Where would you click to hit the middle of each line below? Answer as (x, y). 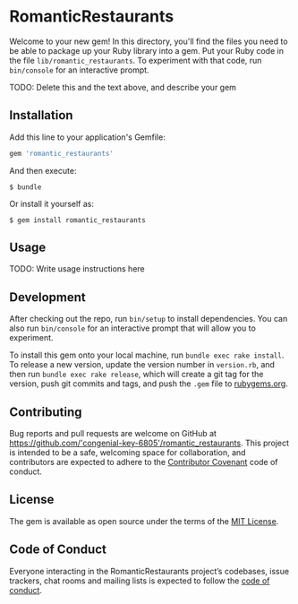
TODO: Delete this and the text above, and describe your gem (123, 87)
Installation (41, 115)
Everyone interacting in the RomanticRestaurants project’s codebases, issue (149, 571)
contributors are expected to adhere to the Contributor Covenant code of (144, 462)
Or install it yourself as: (51, 203)
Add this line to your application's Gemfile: (87, 137)
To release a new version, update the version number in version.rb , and (142, 365)
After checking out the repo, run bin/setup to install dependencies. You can (149, 319)
